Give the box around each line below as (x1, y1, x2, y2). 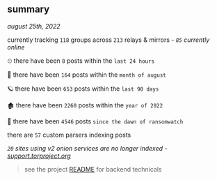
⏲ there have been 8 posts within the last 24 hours (7, 57, 155, 65)
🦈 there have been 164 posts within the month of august (7, 70, 167, 79)
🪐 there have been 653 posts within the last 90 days (7, 84, 159, 93)
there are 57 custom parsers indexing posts (7, 130, 131, 139)
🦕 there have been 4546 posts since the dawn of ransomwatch (7, 117, 184, 126)
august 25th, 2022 (7, 22, 61, 30)
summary (7, 3, 50, 15)
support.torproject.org (7, 151, 71, 160)
